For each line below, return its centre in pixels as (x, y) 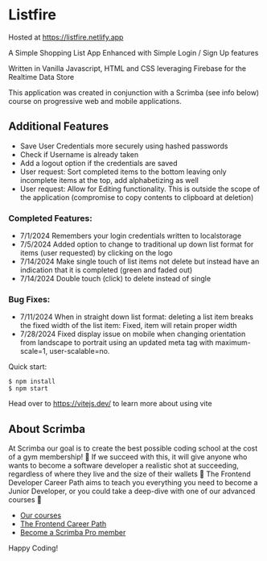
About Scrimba (47, 429)
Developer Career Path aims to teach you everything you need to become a (133, 483)
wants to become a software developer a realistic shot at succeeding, (123, 466)
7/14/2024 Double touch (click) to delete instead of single (115, 279)
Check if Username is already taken (79, 154)
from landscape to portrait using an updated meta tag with (117, 343)
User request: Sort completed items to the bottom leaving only (123, 172)
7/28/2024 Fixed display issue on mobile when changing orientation (133, 334)
